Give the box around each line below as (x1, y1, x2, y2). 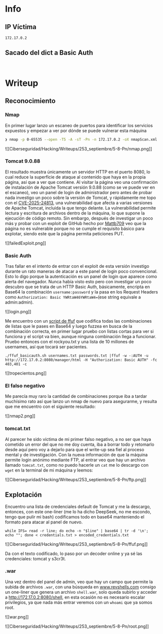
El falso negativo (5, 382, 45, 389)
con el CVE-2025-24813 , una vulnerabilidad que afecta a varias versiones (5, 200, 153, 206)
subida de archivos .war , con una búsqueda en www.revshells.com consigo (5, 584, 156, 590)
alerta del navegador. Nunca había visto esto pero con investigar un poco (5, 279, 152, 285)
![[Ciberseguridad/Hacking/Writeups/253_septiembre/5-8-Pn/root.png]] (5, 623, 149, 629)
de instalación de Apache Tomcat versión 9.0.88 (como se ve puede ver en (5, 184, 155, 190)
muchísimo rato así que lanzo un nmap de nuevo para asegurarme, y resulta (5, 399, 157, 405)
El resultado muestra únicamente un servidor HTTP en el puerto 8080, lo (5, 169, 150, 175)
